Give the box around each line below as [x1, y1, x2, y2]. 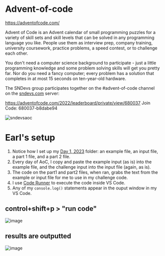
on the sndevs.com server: [5, 90, 60, 96]
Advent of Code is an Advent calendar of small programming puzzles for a [5, 29, 156, 35]
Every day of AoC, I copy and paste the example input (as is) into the [12, 159, 152, 165]
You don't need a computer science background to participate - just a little [5, 60, 157, 66]
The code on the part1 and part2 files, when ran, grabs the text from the [12, 169, 158, 175]
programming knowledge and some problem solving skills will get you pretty [5, 65, 160, 71]
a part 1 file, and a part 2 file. [12, 153, 70, 159]
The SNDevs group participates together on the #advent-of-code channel [5, 85, 155, 91]
